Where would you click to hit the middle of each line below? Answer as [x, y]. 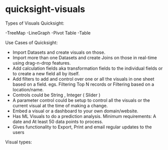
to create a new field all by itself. [46, 73]
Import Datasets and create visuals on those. [59, 52]
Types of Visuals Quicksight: [35, 23]
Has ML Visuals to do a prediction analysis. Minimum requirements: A [84, 116]
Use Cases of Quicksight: [31, 42]
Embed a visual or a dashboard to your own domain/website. [75, 111]
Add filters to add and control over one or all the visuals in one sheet [83, 79]
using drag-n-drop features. [42, 63]
